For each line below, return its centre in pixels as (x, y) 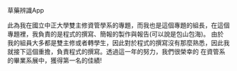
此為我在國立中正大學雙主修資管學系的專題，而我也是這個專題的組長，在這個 (119, 25)
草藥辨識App (26, 10)
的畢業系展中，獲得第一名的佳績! (55, 60)
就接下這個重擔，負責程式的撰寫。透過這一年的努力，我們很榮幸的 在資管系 (116, 52)
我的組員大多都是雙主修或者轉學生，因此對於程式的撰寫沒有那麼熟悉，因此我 (119, 43)
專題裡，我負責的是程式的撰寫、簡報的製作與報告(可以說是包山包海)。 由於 (116, 34)
